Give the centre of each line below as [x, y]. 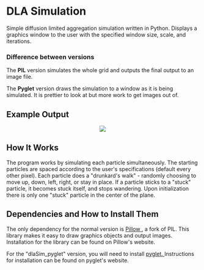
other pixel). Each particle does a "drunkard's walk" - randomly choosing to [101, 175]
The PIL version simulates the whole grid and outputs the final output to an [100, 70]
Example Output [38, 114]
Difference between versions [50, 57]
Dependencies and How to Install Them [82, 214]
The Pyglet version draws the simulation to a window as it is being [90, 89]
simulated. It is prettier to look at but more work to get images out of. [93, 95]
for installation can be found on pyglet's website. [68, 260]
